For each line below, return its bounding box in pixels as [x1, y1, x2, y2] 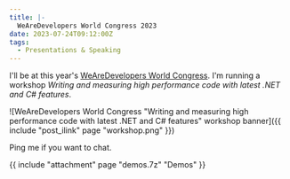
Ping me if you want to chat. [9, 143, 112, 153]
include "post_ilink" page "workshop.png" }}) [9, 125, 175, 136]
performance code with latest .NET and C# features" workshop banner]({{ [9, 116, 282, 127]
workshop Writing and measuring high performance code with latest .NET [9, 80, 281, 90]
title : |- [9, 12, 46, 22]
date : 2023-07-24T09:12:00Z [9, 29, 114, 38]
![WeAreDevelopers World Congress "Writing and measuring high [9, 106, 249, 117]
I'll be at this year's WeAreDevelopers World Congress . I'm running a [9, 70, 261, 81]
